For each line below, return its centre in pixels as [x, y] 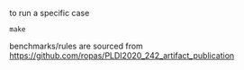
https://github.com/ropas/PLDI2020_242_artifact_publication [122, 56]
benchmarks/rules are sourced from [77, 46]
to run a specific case [50, 13]
